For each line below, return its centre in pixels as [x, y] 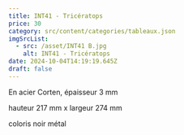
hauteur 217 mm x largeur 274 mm [66, 107]
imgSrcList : [28, 39]
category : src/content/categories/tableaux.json [92, 31]
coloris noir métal [37, 124]
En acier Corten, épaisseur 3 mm [63, 92]
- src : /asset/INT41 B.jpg [61, 46]
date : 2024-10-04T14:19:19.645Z [63, 62]
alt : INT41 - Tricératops [67, 54]
